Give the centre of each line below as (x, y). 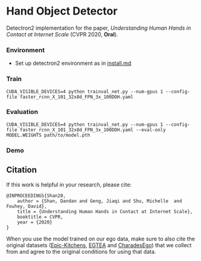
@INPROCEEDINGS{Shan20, (36, 196)
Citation (22, 170)
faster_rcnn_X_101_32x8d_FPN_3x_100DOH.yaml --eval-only (93, 130)
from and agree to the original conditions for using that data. (81, 251)
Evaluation (22, 112)
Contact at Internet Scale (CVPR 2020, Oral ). (62, 34)
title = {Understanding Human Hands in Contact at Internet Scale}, (105, 211)
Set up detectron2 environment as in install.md (73, 63)
